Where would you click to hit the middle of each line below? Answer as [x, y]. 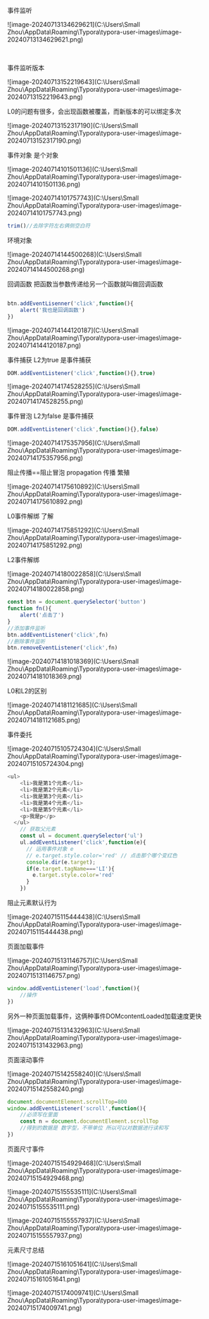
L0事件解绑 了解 [31, 516]
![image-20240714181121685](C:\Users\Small [72, 705]
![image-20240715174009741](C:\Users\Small [73, 1293]
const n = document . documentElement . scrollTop [89, 1121]
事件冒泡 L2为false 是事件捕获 [51, 416]
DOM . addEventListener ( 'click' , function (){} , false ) [83, 429]
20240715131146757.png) [44, 975]
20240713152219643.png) [45, 97]
